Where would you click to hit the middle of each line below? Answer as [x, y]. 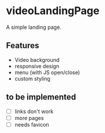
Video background [37, 59]
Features [23, 46]
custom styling [33, 78]
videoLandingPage [53, 11]
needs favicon [32, 124]
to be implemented [41, 97]
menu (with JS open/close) [47, 72]
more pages [29, 118]
